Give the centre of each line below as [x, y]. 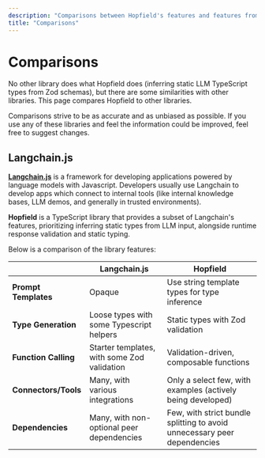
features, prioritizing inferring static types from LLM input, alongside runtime [132, 225]
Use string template [203, 282]
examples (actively [202, 390]
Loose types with [121, 315]
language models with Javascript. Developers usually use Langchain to [123, 185]
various [103, 390]
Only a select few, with [209, 380]
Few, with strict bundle [209, 413]
